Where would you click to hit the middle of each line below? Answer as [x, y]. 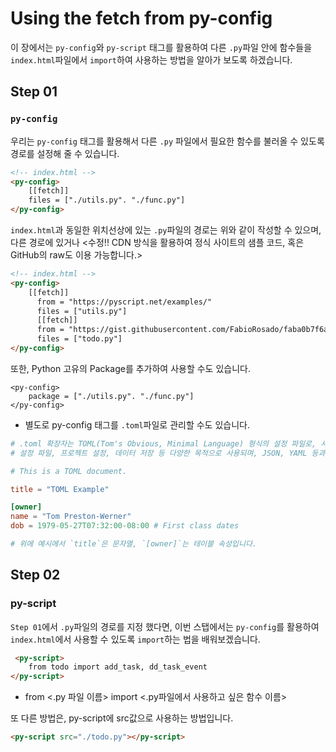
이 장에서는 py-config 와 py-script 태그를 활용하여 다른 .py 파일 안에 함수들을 [161, 47]
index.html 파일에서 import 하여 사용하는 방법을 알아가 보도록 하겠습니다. [151, 59]
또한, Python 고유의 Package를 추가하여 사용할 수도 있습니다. [130, 368]
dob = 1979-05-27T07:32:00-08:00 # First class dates [125, 526]
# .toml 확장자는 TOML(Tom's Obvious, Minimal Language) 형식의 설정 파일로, [163, 443]
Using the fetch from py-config [141, 18]
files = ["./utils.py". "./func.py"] [107, 200]
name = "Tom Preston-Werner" [71, 517]
